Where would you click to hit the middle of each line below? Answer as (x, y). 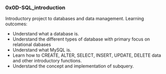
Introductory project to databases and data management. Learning (75, 19)
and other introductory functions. (47, 61)
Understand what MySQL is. (42, 50)
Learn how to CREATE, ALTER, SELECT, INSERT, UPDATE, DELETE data (87, 55)
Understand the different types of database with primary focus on (81, 39)
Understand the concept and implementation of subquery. (73, 66)
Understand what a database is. (46, 34)
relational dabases (32, 45)
